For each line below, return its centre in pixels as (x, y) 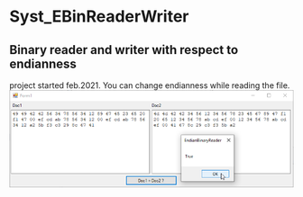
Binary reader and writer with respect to (124, 50)
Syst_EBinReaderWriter (99, 17)
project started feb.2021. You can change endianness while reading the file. (150, 85)
